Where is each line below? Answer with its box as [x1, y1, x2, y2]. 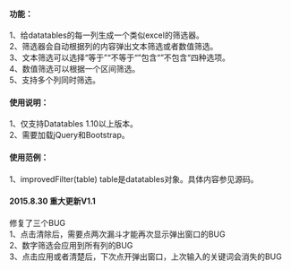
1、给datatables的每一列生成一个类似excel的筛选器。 [9, 30, 204, 40]
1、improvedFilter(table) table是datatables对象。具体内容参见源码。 [9, 173, 259, 184]
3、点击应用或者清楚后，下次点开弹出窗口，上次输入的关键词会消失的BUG [9, 251, 282, 262]
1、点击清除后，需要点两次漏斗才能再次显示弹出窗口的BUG [9, 229, 226, 240]
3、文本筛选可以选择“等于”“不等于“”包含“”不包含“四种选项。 [9, 52, 230, 63]
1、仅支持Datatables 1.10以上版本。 [9, 118, 139, 129]
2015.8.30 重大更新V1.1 [9, 196, 96, 206]
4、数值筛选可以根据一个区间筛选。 [9, 64, 141, 74]
